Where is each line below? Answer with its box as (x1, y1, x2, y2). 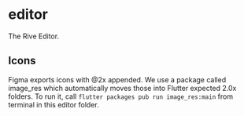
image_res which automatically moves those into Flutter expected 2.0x (8, 83, 237, 92)
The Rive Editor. (8, 31, 60, 41)
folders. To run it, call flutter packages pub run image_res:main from (8, 92, 234, 101)
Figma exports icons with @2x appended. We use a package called (8, 74, 227, 84)
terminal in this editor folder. (8, 100, 100, 109)
